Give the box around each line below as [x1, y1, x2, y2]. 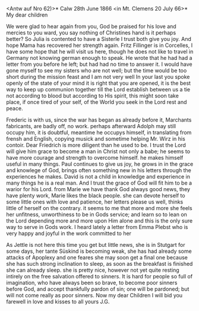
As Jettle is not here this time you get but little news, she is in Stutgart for [6, 242, 185, 248]
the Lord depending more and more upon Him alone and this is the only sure [6, 217, 193, 224]
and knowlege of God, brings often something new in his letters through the [6, 167, 191, 174]
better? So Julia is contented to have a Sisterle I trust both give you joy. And [6, 36, 191, 42]
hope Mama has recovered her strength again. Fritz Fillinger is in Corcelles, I [6, 42, 193, 49]
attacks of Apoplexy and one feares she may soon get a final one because [6, 254, 188, 261]
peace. [6, 105, 23, 112]
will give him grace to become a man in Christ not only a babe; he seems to [6, 148, 191, 155]
